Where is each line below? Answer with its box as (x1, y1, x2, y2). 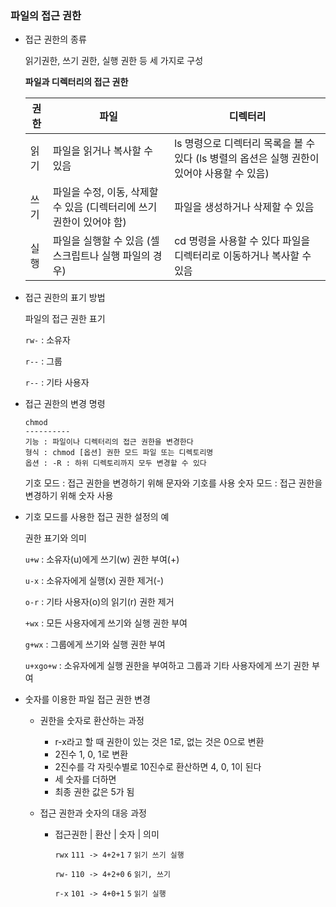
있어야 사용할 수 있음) (174, 167, 270, 181)
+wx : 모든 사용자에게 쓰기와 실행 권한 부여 (24, 617, 188, 629)
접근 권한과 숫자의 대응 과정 (39, 807, 147, 819)
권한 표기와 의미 (24, 532, 87, 544)
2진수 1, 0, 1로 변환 (54, 748, 129, 761)
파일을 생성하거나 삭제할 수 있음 (174, 200, 315, 214)
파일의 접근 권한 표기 (24, 313, 106, 325)
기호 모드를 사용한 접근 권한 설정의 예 (24, 511, 170, 523)
